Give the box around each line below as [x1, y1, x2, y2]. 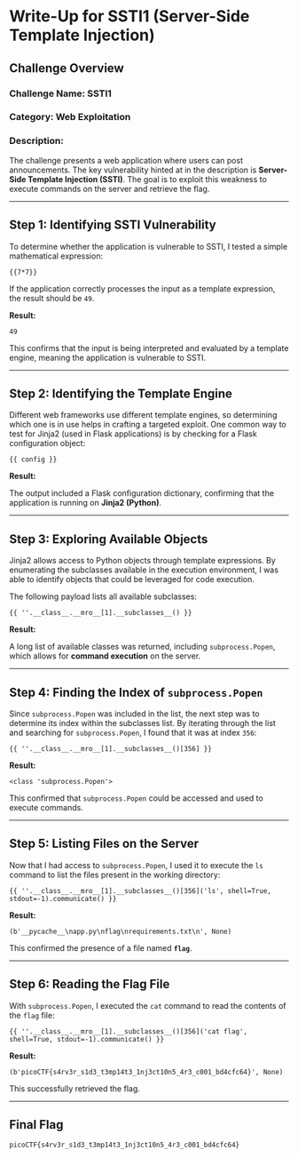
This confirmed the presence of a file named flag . [9, 942, 192, 953]
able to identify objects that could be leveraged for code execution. [9, 574, 255, 585]
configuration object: [9, 438, 86, 449]
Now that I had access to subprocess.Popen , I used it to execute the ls [9, 859, 263, 870]
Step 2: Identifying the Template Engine [9, 386, 233, 401]
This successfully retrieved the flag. [9, 1082, 140, 1094]
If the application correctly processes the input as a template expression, [9, 283, 276, 294]
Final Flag [9, 1117, 64, 1132]
